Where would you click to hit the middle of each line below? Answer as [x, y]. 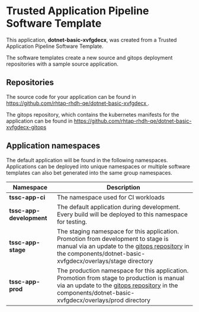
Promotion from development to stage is [113, 239]
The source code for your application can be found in [71, 97]
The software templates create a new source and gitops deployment [89, 57]
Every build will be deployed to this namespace [123, 214]
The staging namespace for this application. [118, 231]
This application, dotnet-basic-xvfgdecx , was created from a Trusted [92, 40]
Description [123, 187]
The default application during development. [119, 207]
